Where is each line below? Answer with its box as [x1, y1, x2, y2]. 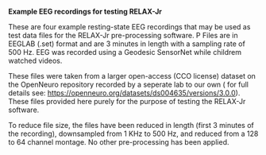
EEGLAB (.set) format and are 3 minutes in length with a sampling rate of [8, 39, 246, 48]
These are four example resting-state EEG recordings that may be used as [8, 22, 251, 31]
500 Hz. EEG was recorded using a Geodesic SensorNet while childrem [8, 48, 242, 56]
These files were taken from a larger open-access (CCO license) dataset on [8, 72, 256, 80]
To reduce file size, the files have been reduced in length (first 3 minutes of [8, 121, 254, 130]
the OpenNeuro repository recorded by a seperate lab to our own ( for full [8, 79, 249, 89]
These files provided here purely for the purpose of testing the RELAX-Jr [8, 97, 246, 106]
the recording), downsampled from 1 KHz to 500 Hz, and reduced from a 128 [8, 129, 259, 138]
